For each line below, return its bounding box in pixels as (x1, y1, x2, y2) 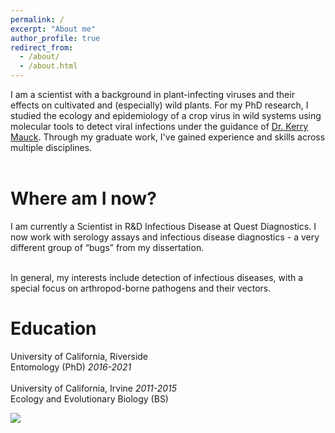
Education (10, 317, 97, 340)
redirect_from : (10, 42, 74, 53)
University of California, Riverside (10, 350, 149, 362)
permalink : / (10, 14, 65, 25)
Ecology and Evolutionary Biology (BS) (10, 392, 169, 405)
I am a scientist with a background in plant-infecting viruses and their (10, 89, 295, 100)
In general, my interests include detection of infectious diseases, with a (10, 271, 304, 283)
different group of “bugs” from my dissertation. (10, 241, 205, 253)
